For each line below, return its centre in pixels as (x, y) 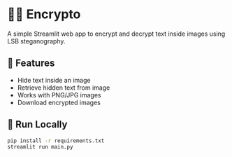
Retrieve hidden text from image (64, 88)
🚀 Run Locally (37, 124)
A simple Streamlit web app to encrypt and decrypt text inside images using (116, 34)
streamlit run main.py (40, 147)
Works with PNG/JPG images (59, 95)
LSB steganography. (36, 41)
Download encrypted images (59, 102)
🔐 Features (31, 63)
